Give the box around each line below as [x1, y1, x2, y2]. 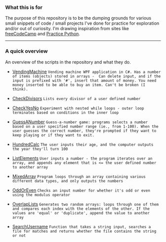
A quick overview [5, 48, 48, 55]
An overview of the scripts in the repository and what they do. [5, 59, 131, 65]
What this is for [5, 4, 43, 11]
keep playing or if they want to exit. [12, 133, 95, 138]
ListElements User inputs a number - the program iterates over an [12, 155, 153, 161]
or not [12, 233, 26, 238]
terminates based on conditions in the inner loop [12, 110, 119, 115]
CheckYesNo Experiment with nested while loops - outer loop [12, 105, 144, 111]
